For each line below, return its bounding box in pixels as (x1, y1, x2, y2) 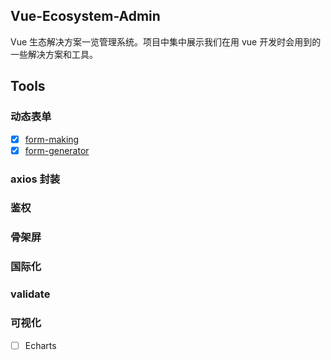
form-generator (24, 144, 90, 156)
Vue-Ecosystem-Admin (10, 8, 161, 25)
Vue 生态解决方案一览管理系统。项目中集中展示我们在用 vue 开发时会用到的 (10, 35, 322, 48)
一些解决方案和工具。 (10, 48, 98, 60)
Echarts (24, 339, 57, 351)
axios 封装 (10, 172, 61, 186)
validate (10, 287, 51, 301)
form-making (24, 133, 80, 145)
